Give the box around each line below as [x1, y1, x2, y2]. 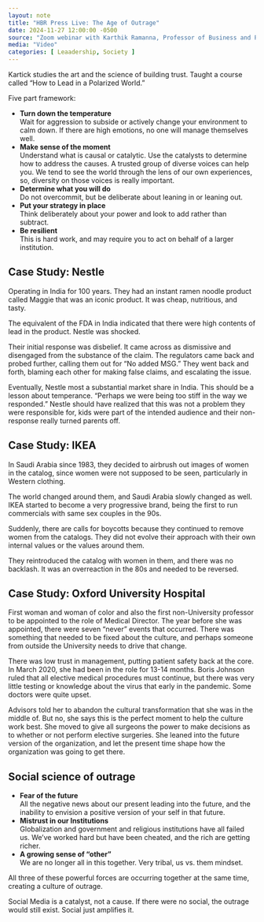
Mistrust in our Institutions [19, 816, 108, 826]
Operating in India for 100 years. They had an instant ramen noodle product [8, 286, 252, 296]
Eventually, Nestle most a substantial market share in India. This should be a [8, 382, 254, 392]
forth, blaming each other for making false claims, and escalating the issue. [8, 367, 251, 377]
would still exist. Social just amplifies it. [8, 905, 134, 915]
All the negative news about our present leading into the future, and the [19, 799, 251, 809]
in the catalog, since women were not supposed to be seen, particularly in [8, 468, 248, 478]
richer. [19, 841, 41, 851]
